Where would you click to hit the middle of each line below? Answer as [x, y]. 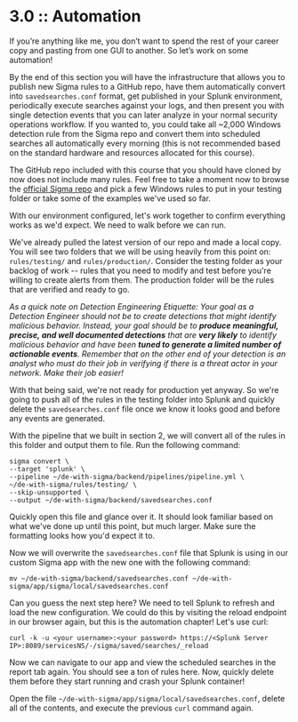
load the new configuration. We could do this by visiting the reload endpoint [148, 612]
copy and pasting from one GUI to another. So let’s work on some [129, 50]
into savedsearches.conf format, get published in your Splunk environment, [146, 96]
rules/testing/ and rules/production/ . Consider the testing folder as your [146, 261]
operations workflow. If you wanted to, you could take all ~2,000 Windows [145, 124]
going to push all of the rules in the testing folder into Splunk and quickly [142, 399]
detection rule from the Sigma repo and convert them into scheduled [135, 133]
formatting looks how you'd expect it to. [82, 535]
